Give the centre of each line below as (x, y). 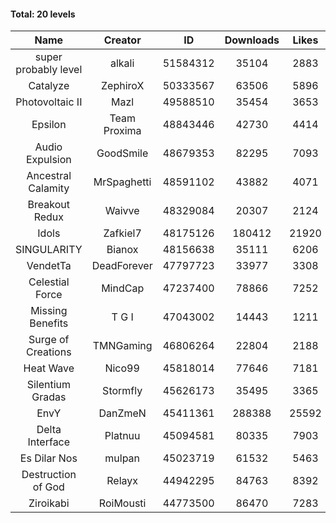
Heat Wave (49, 368)
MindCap (123, 288)
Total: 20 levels (43, 14)
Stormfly (122, 391)
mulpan (122, 458)
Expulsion (48, 160)
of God (48, 487)
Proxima (122, 131)
